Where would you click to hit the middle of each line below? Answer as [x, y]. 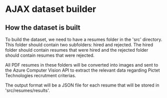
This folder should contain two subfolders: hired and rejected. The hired [79, 45]
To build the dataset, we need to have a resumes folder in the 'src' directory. [84, 39]
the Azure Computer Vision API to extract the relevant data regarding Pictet [82, 70]
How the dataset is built [43, 28]
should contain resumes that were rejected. [50, 55]
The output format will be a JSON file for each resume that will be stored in [82, 85]
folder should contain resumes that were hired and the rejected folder [77, 50]
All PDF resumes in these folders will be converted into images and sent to [82, 65]
